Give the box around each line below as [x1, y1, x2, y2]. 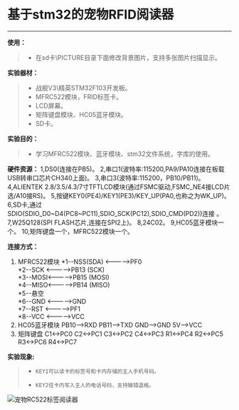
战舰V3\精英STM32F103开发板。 [35, 83, 132, 92]
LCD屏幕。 [35, 101, 68, 110]
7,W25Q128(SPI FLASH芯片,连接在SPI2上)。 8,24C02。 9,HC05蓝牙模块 [7, 218, 218, 227]
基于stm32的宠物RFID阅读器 [7, 6, 174, 23]
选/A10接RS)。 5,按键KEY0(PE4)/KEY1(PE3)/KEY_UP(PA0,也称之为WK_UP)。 [7, 191, 231, 200]
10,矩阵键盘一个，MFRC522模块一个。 [21, 227, 134, 235]
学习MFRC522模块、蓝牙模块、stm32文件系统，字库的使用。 [35, 149, 215, 158]
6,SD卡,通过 [7, 200, 43, 209]
